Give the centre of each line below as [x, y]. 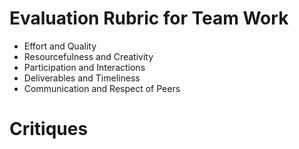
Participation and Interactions [84, 67]
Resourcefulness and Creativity [88, 56]
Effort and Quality [60, 46]
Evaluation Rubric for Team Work [149, 18]
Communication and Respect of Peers [102, 88]
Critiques [49, 129]
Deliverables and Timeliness [82, 78]
